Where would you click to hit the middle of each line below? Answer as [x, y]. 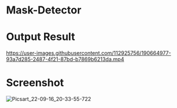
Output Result [41, 37]
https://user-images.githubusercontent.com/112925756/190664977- [89, 53]
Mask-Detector [44, 10]
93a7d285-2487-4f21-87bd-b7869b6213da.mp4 [65, 60]
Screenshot [35, 83]
